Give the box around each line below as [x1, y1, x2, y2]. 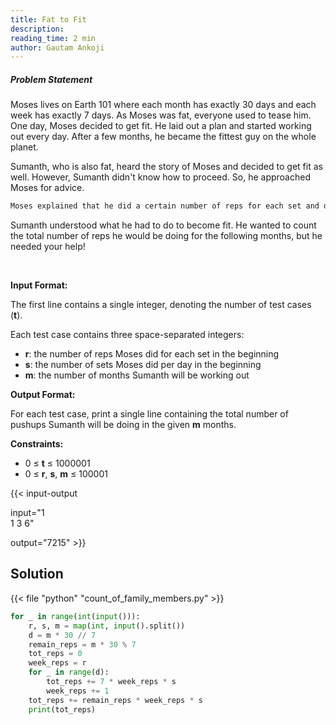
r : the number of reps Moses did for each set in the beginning [24, 348, 280, 360]
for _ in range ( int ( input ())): [10, 611, 141, 621]
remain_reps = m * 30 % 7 [28, 639, 137, 650]
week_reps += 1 [46, 686, 110, 696]
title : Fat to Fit [10, 14, 87, 25]
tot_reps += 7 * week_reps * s [46, 677, 177, 687]
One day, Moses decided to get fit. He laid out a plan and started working [10, 120, 312, 132]
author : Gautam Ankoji [10, 42, 105, 53]
